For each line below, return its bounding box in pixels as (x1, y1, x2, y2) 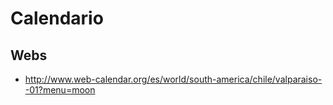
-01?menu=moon (24, 84, 96, 96)
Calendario (10, 7, 104, 30)
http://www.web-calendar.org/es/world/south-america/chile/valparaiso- (24, 73, 323, 85)
